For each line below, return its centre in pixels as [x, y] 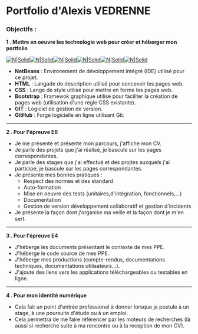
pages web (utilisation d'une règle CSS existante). [75, 103]
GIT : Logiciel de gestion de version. [59, 109]
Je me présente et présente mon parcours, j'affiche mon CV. [88, 143]
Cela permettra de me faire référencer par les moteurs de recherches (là [102, 319]
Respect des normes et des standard [68, 181]
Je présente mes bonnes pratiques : [58, 175]
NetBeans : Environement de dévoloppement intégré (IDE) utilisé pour [100, 71]
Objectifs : [21, 30]
